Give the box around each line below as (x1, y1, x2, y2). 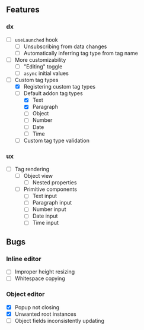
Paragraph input (32, 199, 72, 206)
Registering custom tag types (23, 83, 96, 90)
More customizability (14, 56, 66, 63)
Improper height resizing (14, 268, 75, 275)
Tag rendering (14, 165, 50, 172)
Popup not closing (14, 303, 60, 311)
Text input (32, 193, 57, 200)
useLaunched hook (14, 36, 58, 43)
